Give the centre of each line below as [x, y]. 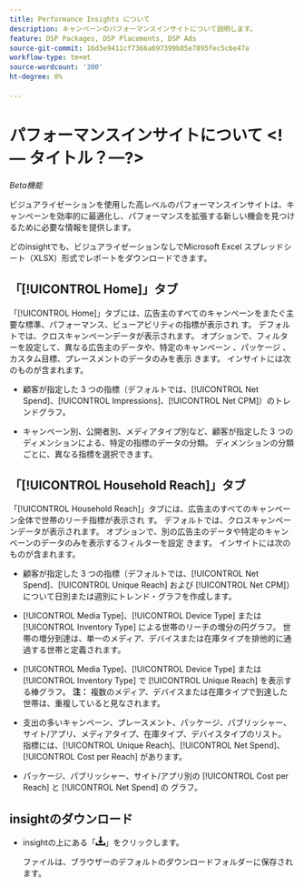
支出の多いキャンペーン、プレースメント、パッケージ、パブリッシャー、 [157, 722]
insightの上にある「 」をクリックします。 [103, 842]
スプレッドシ [268, 247]
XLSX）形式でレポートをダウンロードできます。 [123, 257]
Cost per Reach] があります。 [132, 757]
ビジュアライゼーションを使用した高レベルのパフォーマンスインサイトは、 [148, 204]
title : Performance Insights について [80, 19]
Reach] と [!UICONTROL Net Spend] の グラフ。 [112, 788]
